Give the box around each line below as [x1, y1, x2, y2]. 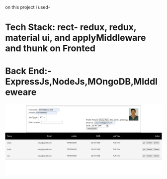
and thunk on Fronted [5, 43, 96, 54]
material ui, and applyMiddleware [5, 32, 146, 44]
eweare [5, 87, 37, 98]
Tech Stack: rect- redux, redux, [5, 22, 137, 33]
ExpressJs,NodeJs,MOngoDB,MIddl [5, 76, 158, 88]
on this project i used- [5, 4, 51, 10]
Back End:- [5, 66, 52, 77]
